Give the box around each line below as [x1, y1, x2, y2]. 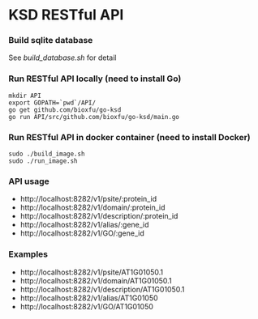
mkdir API [8, 91, 42, 100]
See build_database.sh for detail [8, 53, 117, 62]
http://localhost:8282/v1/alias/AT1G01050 [19, 293, 158, 303]
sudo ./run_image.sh [8, 157, 79, 165]
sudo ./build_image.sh [8, 150, 85, 159]
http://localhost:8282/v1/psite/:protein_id [19, 194, 157, 204]
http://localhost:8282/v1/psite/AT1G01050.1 [19, 267, 164, 277]
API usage [8, 176, 50, 187]
